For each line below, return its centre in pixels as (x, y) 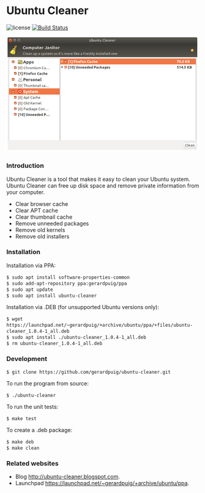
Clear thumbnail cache (44, 217)
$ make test (21, 419)
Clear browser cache (42, 204)
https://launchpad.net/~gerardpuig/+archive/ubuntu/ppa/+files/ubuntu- (99, 325)
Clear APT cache (36, 210)
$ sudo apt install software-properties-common (68, 277)
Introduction (25, 166)
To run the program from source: (48, 384)
